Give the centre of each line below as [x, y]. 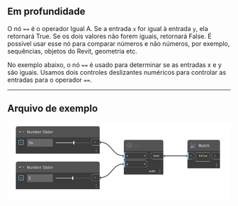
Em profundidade [46, 12]
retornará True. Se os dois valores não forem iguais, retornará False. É [109, 36]
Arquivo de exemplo [52, 109]
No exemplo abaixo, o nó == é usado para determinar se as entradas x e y [114, 65]
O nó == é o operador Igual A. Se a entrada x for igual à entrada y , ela [108, 28]
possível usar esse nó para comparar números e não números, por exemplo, [119, 43]
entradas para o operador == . [50, 80]
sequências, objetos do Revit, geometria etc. [72, 51]
